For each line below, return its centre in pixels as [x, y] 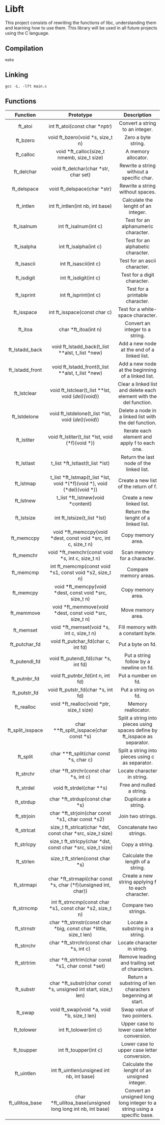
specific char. [138, 178]
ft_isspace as [138, 737]
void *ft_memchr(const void [80, 552]
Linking [17, 75]
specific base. [137, 1115]
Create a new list [137, 481]
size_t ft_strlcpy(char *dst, [81, 842]
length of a [137, 862]
